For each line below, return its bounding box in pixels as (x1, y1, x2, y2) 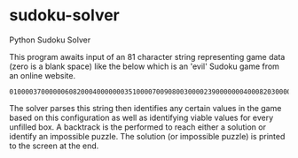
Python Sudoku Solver (9, 34, 91, 45)
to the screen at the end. (9, 140, 99, 151)
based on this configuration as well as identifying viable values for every (9, 112, 274, 123)
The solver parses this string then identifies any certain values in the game (9, 102, 282, 113)
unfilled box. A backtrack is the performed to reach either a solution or (9, 121, 266, 132)
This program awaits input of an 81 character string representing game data (9, 51, 286, 62)
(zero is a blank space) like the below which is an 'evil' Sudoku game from (9, 61, 279, 71)
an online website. (9, 70, 76, 80)
